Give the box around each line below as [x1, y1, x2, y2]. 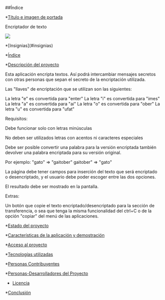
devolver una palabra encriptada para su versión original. [5, 150, 122, 155]
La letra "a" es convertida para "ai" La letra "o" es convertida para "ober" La [5, 101, 161, 107]
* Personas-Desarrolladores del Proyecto [5, 270, 88, 276]
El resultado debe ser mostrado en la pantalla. [5, 184, 99, 189]
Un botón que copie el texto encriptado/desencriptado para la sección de [5, 203, 155, 208]
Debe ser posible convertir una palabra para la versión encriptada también [5, 145, 157, 150]
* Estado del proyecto [5, 223, 49, 228]
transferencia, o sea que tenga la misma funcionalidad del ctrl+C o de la [5, 208, 152, 214]
